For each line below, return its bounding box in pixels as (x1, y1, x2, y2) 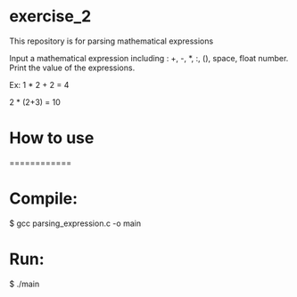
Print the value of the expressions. (9, 62, 136, 73)
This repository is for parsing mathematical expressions (9, 36, 214, 46)
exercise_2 (9, 6, 92, 27)
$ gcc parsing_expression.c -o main (9, 218, 141, 229)
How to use (9, 128, 95, 148)
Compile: (9, 189, 78, 209)
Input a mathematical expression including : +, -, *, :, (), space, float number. (9, 52, 289, 63)
